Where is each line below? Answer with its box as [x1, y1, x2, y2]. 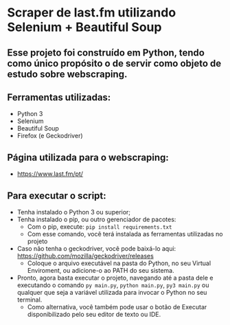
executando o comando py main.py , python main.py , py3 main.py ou [16, 281, 209, 289]
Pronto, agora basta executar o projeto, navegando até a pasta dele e [16, 273, 214, 282]
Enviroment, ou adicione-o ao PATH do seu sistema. [27, 267, 174, 275]
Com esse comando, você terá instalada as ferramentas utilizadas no [27, 230, 223, 238]
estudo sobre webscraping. [7, 68, 128, 80]
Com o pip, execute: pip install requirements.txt [27, 223, 172, 231]
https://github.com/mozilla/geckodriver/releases [16, 252, 154, 260]
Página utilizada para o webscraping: [7, 151, 170, 163]
